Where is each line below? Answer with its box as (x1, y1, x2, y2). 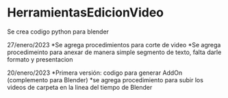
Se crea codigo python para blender (7, 27, 110, 36)
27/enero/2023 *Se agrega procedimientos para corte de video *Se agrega (7, 40, 221, 49)
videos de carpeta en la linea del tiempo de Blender (7, 83, 153, 91)
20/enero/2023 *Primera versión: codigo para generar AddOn (7, 69, 183, 77)
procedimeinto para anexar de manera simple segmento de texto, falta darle (7, 48, 222, 56)
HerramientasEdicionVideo (7, 5, 164, 21)
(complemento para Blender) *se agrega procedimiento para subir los (7, 75, 204, 84)
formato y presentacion (7, 55, 73, 63)
